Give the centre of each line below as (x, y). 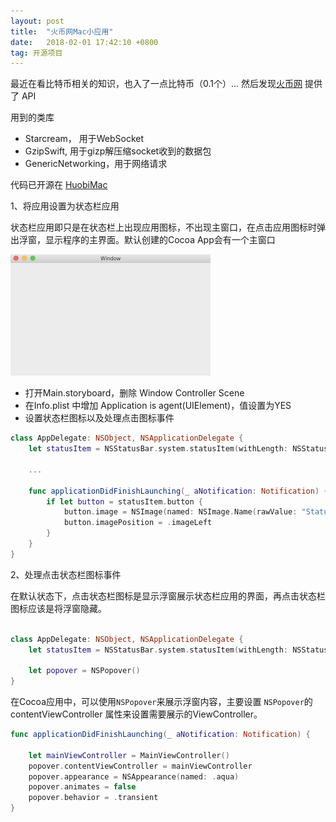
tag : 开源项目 (36, 53)
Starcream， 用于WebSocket (84, 139)
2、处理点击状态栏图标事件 (66, 574)
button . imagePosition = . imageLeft (138, 523)
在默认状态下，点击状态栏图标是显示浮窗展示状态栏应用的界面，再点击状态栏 (168, 596)
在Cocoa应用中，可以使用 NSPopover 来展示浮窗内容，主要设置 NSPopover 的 (161, 701)
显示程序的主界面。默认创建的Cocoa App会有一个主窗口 (160, 240)
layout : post (37, 21)
